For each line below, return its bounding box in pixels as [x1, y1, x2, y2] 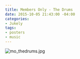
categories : [5, 16, 29, 21]
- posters [5, 30, 25, 35]
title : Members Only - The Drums [5, 7, 73, 12]
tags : [5, 26, 16, 30]
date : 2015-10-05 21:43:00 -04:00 [5, 12, 76, 17]
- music [5, 35, 21, 40]
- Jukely [5, 21, 23, 26]
